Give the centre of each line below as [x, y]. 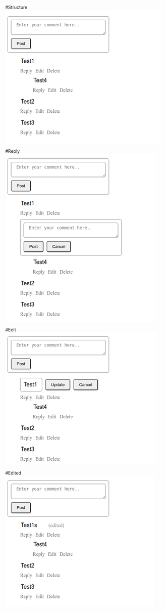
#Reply [13, 151]
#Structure [16, 7]
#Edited [13, 473]
